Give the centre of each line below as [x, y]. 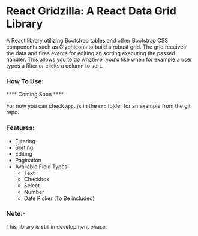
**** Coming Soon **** [35, 95]
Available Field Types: [42, 167]
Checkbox [37, 179]
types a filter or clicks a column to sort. [55, 66]
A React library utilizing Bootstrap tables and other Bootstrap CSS [87, 40]
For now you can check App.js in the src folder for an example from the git [98, 106]
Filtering [25, 141]
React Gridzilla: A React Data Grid [91, 11]
